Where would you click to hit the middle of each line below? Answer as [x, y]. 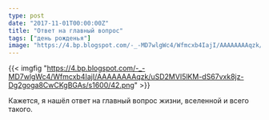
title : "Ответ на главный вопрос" [66, 30]
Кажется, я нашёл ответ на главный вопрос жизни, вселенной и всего [129, 101]
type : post [26, 16]
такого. [21, 110]
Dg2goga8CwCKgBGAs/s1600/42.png [71, 86]
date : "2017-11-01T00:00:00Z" [59, 23]
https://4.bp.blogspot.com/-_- [96, 68]
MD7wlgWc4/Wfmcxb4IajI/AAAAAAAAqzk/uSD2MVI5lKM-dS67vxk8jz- [126, 77]
